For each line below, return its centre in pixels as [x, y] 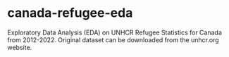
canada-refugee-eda [70, 13]
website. [20, 47]
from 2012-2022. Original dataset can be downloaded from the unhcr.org [113, 39]
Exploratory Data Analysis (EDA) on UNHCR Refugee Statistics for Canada [114, 32]
